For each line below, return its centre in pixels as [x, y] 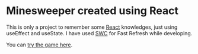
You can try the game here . [39, 45]
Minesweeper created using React [92, 11]
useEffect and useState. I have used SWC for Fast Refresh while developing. [99, 33]
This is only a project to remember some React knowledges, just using [92, 27]
